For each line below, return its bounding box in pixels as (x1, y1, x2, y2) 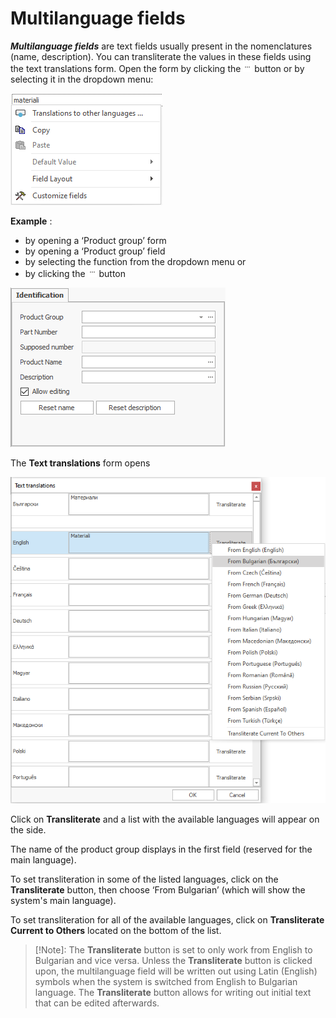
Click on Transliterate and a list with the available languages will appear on (10, 813, 320, 826)
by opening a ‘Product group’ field (24, 245, 166, 257)
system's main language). (10, 895, 117, 907)
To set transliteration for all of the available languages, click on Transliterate (10, 914, 325, 926)
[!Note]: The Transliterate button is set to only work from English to (34, 944, 313, 956)
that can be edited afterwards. (34, 997, 160, 1009)
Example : (10, 215, 53, 227)
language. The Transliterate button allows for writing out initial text (34, 987, 312, 999)
